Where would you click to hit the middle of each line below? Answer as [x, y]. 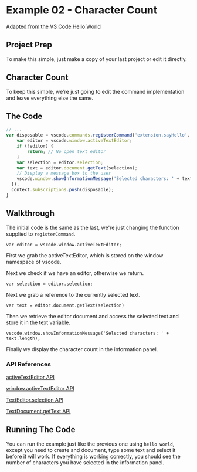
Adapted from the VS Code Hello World [54, 26]
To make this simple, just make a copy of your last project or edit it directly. [96, 59]
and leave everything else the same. [50, 98]
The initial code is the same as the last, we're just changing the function [93, 227]
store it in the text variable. [38, 322]
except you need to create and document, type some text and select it [91, 450]
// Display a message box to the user [64, 174]
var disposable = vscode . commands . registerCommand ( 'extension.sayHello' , [98, 135]
